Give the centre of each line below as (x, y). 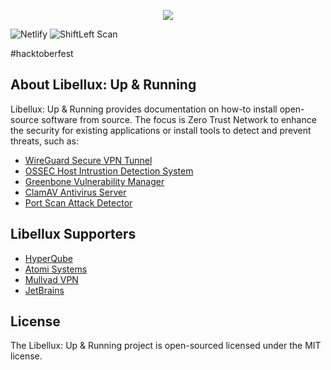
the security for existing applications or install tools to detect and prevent (161, 130)
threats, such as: (45, 141)
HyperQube (48, 258)
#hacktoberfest (42, 53)
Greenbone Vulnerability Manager (94, 181)
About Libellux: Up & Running (103, 85)
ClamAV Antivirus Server (75, 192)
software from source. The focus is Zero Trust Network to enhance (179, 119)
